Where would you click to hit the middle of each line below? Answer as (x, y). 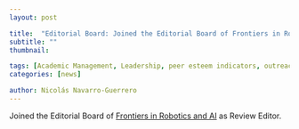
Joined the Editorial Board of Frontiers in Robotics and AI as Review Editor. (145, 116)
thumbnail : (29, 50)
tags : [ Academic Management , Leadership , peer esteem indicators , (135, 66)
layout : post (33, 17)
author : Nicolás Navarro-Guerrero (73, 91)
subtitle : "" (33, 42)
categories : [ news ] (45, 75)
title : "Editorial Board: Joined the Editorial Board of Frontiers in (145, 33)
